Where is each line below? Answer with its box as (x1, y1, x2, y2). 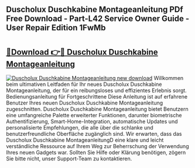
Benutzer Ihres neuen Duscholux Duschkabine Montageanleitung (6, 99, 163, 106)
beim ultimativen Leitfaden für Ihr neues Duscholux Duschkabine (6, 81, 162, 87)
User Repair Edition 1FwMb (6, 23, 107, 33)
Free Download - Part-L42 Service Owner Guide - (6, 14, 190, 24)
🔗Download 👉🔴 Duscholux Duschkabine (6, 47, 158, 57)
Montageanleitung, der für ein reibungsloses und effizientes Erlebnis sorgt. (6, 87, 187, 94)
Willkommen (153, 75, 184, 81)
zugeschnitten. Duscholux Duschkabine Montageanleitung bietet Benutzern (6, 106, 189, 113)
